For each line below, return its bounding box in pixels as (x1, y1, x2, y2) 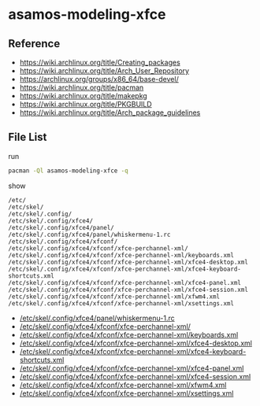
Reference (8, 37, 61, 50)
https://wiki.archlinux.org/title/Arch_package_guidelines (19, 108, 201, 117)
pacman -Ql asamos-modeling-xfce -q (8, 167, 128, 175)
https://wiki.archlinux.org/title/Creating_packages (19, 57, 181, 67)
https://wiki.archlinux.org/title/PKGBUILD (19, 100, 152, 109)
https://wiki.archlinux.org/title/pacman (19, 83, 144, 92)
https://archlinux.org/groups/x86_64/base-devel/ (19, 75, 179, 83)
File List (8, 131, 47, 144)
